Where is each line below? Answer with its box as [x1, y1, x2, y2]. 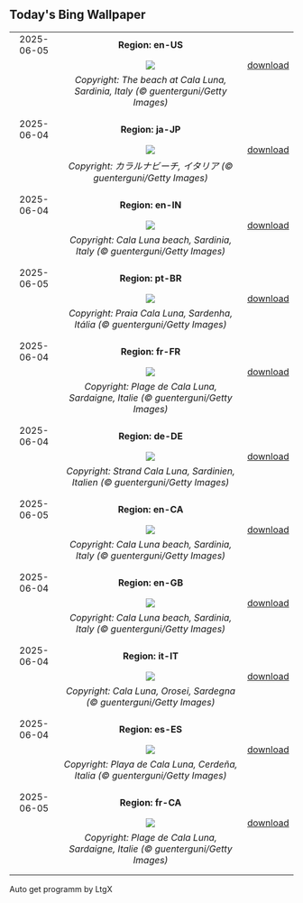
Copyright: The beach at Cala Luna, [74, 73, 227, 86]
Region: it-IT [123, 650, 179, 662]
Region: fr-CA [119, 796, 182, 808]
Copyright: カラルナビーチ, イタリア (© [68, 160, 234, 172]
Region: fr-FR [120, 345, 181, 357]
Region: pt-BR [119, 272, 182, 284]
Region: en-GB [117, 576, 183, 589]
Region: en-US [118, 38, 183, 51]
